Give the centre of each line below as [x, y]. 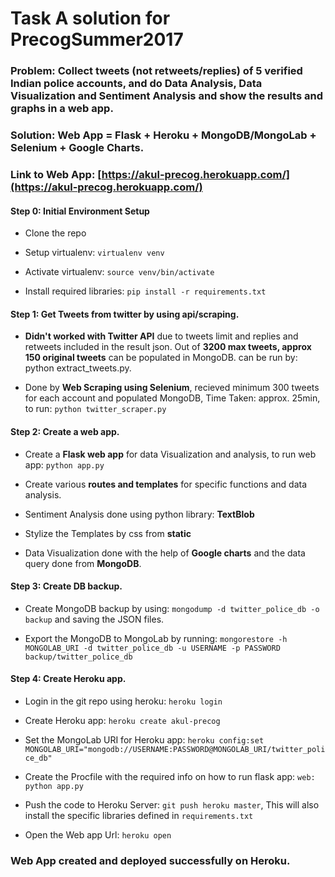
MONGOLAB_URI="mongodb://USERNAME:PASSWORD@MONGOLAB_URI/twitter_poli [175, 749]
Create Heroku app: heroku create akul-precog [122, 720]
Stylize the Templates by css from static [108, 533]
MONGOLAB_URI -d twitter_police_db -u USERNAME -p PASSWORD [152, 648]
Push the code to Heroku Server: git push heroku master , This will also [172, 804]
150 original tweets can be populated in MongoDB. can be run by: [161, 358]
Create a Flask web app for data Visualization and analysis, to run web [170, 454]
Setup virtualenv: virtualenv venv [94, 253]
